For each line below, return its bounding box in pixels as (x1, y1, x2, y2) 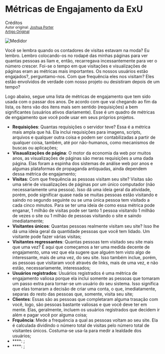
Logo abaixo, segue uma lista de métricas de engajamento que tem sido (5, 93, 151, 99)
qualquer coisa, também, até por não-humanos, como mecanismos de (12, 139, 155, 146)
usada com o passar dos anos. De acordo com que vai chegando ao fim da (5, 98, 157, 104)
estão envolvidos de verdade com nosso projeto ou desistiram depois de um (5, 79, 160, 85)
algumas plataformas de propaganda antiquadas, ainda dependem (12, 166, 147, 172)
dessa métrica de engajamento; (12, 171, 77, 177)
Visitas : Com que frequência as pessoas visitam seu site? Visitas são (12, 176, 153, 182)
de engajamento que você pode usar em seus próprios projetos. (5, 114, 135, 120)
